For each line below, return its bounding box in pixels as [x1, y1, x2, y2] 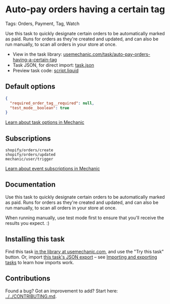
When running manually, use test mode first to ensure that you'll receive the [5, 215, 164, 221]
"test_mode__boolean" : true [10, 105, 70, 110]
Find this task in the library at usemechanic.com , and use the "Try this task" [5, 248, 164, 254]
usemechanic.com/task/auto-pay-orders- [63, 51, 151, 57]
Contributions [5, 274, 50, 283]
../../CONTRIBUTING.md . [5, 293, 57, 299]
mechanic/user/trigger [5, 157, 53, 162]
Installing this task [5, 235, 65, 244]
